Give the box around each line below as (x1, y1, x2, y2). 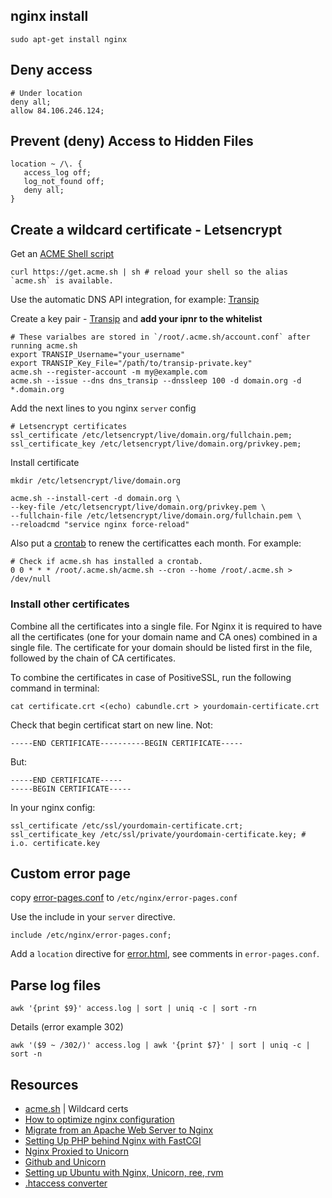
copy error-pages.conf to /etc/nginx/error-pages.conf (10, 892, 238, 904)
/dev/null (10, 574, 52, 584)
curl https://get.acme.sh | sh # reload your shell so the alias (10, 267, 288, 278)
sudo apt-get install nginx (10, 34, 128, 44)
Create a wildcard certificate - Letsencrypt (10, 221, 283, 238)
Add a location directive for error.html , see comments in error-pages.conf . (10, 948, 320, 960)
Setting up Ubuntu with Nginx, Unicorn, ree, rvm (24, 1166, 224, 1178)
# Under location (10, 88, 83, 98)
